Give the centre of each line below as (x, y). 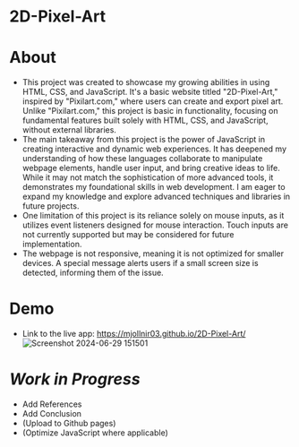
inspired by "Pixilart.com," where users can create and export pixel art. (153, 101)
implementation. (52, 245)
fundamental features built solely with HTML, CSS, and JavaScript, (145, 120)
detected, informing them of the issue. (93, 273)
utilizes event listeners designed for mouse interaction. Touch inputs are (155, 225)
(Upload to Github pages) (69, 423)
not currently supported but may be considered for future (128, 235)
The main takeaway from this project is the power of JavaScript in (144, 140)
